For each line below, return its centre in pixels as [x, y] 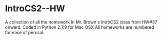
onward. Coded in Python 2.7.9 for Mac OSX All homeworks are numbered [80, 27]
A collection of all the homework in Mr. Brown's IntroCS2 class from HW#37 [81, 22]
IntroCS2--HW [35, 9]
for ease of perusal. [25, 32]
